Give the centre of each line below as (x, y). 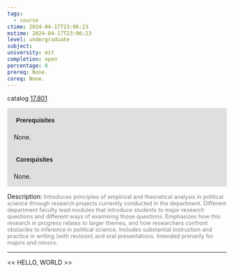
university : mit (31, 53)
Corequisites (35, 160)
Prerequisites (36, 120)
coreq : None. (26, 79)
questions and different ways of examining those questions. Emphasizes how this (114, 217)
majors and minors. (32, 243)
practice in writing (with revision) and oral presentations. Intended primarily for (110, 236)
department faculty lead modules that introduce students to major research (106, 210)
